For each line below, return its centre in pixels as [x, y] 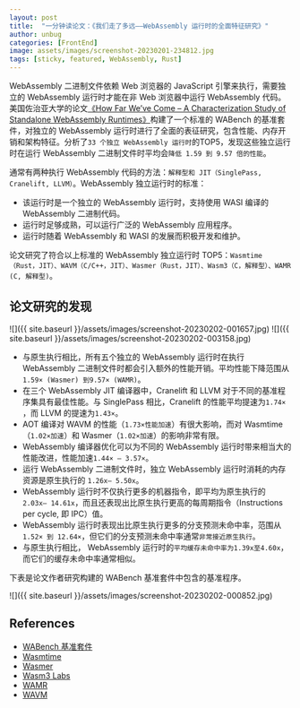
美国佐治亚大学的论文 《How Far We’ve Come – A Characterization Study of [148, 108]
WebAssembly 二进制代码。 [73, 213]
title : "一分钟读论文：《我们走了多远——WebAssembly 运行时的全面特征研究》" [139, 26]
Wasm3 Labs [46, 675]
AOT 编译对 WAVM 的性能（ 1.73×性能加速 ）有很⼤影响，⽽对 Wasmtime [153, 424]
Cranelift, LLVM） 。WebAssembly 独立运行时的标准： [108, 183]
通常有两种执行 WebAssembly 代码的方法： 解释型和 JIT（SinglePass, [136, 172]
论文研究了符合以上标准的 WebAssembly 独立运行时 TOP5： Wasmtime [136, 255]
